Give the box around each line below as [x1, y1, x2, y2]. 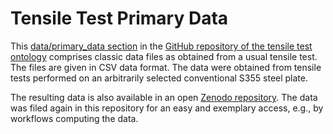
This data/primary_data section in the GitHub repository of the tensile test [10, 40, 313, 52]
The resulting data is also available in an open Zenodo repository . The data [10, 91, 318, 103]
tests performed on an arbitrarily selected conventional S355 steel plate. [10, 72, 308, 84]
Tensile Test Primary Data [10, 7, 229, 30]
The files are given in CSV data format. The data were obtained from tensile [10, 61, 322, 73]
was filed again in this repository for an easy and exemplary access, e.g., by [10, 102, 324, 114]
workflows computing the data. [10, 112, 139, 124]
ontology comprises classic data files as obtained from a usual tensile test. [10, 50, 318, 62]
